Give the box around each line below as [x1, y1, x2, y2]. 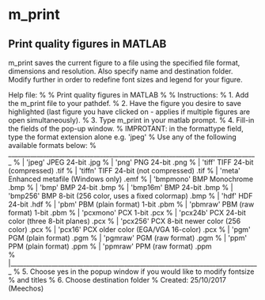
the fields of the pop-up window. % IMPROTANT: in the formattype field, [8, 124, 244, 133]
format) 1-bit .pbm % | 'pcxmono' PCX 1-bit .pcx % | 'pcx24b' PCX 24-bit [8, 208, 247, 217]
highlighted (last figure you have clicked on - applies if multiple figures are [8, 107, 251, 116]
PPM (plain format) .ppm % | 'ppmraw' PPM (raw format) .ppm [8, 241, 212, 251]
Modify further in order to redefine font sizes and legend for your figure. [8, 75, 243, 84]
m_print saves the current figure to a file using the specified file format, [8, 58, 240, 67]
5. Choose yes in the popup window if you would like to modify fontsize [22, 267, 255, 276]
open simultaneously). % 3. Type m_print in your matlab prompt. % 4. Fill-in [8, 116, 255, 124]
